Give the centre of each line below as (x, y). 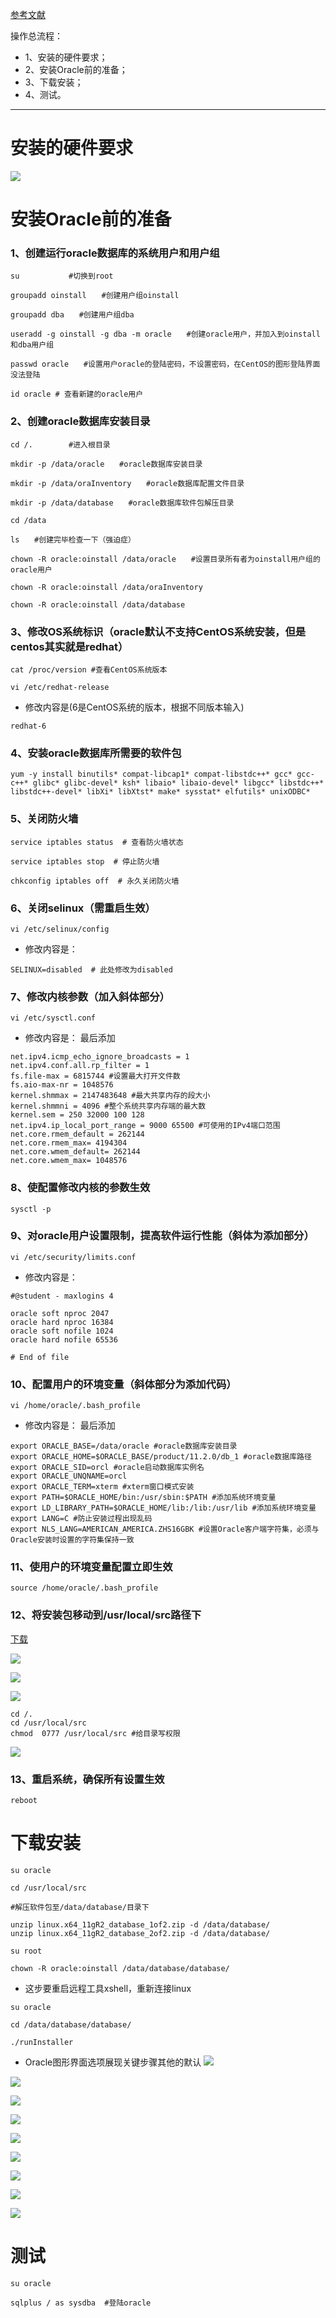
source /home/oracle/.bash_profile (84, 1588)
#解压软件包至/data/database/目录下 (80, 1907)
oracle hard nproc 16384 (62, 1322)
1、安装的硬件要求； (66, 57)
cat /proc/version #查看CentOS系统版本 (89, 670)
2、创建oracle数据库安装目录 (80, 421)
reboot (24, 1800)
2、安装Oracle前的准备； (76, 69)
